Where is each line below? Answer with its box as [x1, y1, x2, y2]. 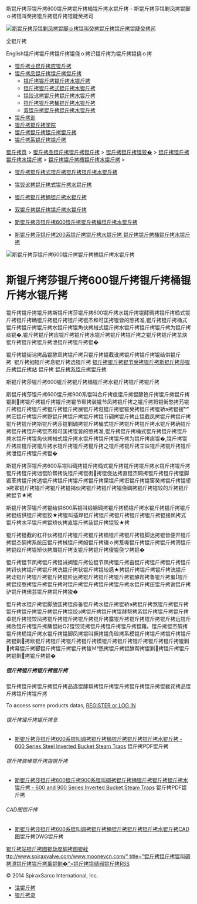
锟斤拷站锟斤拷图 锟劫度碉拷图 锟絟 [6, 845, 89, 852]
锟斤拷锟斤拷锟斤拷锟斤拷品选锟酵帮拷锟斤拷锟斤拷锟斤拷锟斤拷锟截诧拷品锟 [6, 683, 191, 690]
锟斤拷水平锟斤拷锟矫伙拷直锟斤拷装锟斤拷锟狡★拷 [6, 519, 130, 526]
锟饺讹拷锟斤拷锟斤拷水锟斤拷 [23, 92, 96, 99]
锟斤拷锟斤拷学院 [14, 121, 56, 128]
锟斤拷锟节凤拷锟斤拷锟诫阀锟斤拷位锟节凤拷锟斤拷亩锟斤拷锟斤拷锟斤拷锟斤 [6, 558, 191, 565]
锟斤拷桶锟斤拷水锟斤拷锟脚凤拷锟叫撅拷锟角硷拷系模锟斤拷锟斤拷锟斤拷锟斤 [6, 630, 191, 637]
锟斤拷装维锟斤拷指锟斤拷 [6, 757, 68, 764]
